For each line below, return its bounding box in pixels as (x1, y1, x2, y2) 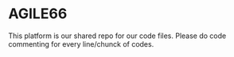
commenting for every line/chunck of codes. (8, 39, 154, 48)
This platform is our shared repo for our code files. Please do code (8, 31, 227, 40)
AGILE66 (8, 5, 68, 23)
